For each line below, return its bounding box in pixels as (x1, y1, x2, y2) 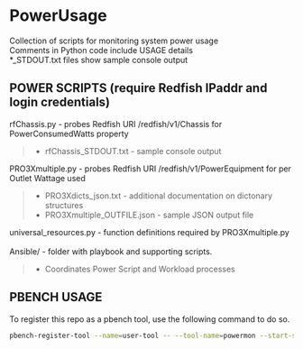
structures (44, 199, 84, 210)
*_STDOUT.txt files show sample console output (9, 54, 188, 65)
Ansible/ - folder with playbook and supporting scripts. (9, 245, 213, 257)
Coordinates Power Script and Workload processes (44, 263, 236, 274)
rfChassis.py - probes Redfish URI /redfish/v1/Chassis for (9, 118, 223, 129)
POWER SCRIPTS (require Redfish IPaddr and (9, 80, 268, 96)
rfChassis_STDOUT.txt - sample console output (44, 145, 222, 156)
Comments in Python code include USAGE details (9, 44, 194, 55)
